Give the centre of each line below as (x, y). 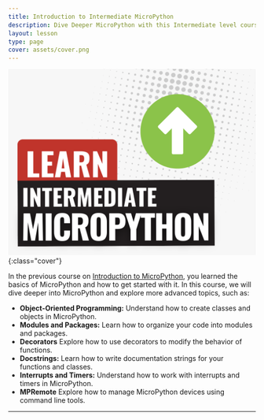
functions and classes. (56, 367)
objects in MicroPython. (58, 317)
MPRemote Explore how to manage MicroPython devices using (122, 392)
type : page (26, 42)
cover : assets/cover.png (49, 50)
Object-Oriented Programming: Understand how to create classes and (135, 308)
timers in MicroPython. (56, 384)
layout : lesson (33, 33)
